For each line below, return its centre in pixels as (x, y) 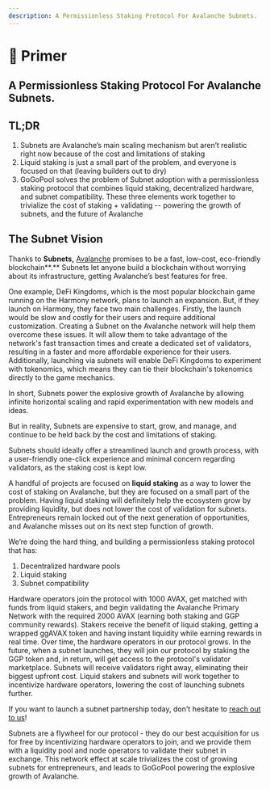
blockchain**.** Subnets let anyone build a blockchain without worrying (127, 267)
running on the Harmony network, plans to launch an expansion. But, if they (134, 300)
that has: (23, 550)
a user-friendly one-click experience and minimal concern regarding (122, 458)
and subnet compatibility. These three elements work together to (128, 197)
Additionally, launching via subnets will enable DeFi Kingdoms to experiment (135, 360)
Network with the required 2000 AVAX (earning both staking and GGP (124, 616)
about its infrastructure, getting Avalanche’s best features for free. (118, 276)
